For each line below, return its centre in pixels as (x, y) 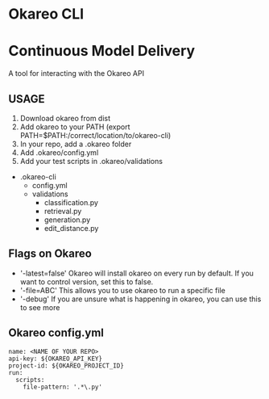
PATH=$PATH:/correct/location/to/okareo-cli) (95, 135)
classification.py (71, 202)
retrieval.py (63, 211)
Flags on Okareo (50, 254)
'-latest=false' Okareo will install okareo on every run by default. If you (137, 273)
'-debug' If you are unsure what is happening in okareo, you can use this (141, 299)
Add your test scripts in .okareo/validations (91, 161)
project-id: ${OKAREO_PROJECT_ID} (66, 365)
